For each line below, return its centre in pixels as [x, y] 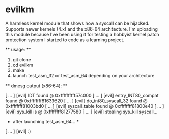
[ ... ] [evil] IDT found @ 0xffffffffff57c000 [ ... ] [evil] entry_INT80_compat [82, 95]
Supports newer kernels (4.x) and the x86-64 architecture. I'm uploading [81, 29]
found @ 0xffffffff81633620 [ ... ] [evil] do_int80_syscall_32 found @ [76, 101]
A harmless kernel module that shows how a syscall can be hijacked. [77, 23]
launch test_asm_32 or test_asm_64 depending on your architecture [83, 75]
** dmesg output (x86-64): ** [36, 86]
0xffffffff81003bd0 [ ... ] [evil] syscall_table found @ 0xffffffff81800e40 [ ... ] [85, 106]
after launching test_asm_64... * [46, 121]
